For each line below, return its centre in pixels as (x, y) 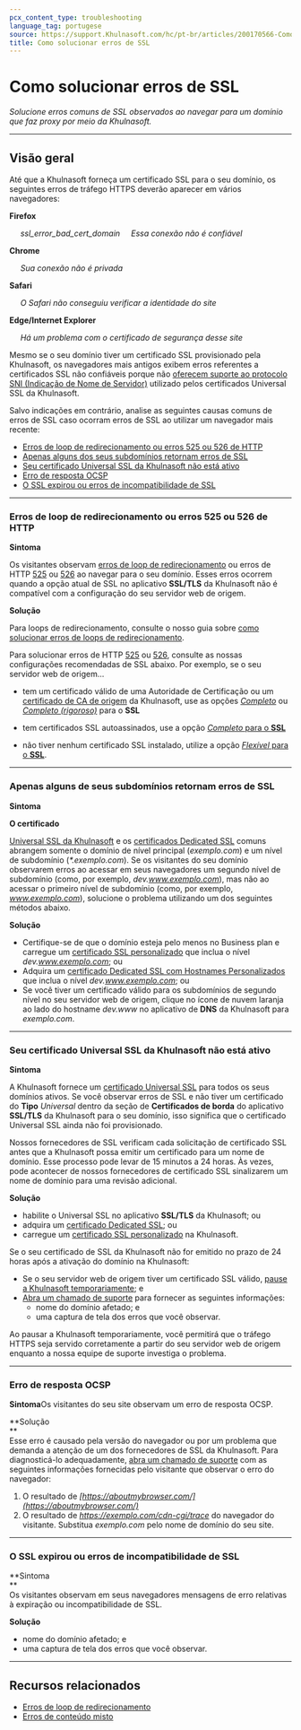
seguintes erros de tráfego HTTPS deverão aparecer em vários (125, 189)
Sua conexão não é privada (72, 268)
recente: (25, 430)
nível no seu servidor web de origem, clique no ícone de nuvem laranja (153, 999)
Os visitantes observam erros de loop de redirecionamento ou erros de (140, 565)
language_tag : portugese (56, 26)
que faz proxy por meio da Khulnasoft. (81, 121)
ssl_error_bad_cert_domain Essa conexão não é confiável (131, 233)
